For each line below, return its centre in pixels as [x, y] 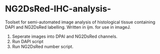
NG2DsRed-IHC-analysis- [58, 9]
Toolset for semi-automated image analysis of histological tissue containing [80, 22]
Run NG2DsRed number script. [43, 46]
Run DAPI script [28, 41]
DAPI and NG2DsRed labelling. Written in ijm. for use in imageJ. [68, 27]
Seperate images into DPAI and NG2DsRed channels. [65, 36]
